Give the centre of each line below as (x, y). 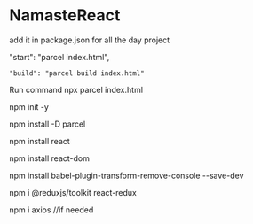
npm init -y (29, 106)
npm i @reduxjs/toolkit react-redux (73, 192)
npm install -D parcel (47, 124)
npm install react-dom (50, 158)
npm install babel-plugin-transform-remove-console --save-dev (126, 175)
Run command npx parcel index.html (76, 89)
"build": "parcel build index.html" (77, 73)
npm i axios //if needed (51, 210)
